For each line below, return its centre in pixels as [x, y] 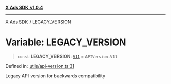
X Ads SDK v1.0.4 [24, 7]
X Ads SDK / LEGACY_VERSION [38, 22]
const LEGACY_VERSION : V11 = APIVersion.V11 [67, 56]
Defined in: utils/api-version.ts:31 [40, 66]
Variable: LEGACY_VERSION [66, 42]
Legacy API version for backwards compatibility [55, 76]
